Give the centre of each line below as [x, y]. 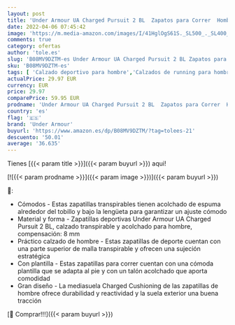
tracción [29, 301]
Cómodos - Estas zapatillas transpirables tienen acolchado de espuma [119, 204]
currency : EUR [28, 85]
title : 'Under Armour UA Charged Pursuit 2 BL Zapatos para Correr [109, 20]
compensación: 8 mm [49, 234]
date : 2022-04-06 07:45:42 [47, 27]
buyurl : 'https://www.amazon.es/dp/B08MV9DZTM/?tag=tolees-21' [101, 131]
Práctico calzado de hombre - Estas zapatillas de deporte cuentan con [119, 241]
